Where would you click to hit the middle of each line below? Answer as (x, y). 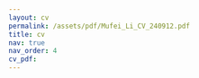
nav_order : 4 (33, 51)
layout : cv (29, 17)
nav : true (27, 43)
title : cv (27, 34)
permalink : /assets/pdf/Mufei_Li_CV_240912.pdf (99, 26)
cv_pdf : (23, 59)
